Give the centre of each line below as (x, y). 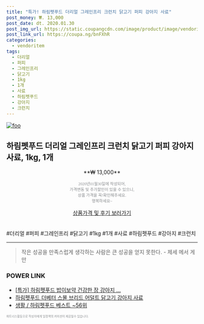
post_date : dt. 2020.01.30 (40, 23)
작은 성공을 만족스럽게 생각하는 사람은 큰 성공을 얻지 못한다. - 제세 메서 (105, 252)
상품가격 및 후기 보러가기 (102, 213)
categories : (21, 40)
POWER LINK (26, 276)
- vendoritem (28, 46)
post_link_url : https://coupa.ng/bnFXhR (58, 35)
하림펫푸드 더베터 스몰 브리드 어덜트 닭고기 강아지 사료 (79, 297)
